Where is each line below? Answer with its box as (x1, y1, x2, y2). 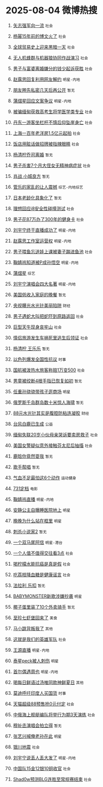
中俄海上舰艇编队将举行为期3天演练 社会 (13, 711, 95, 718)
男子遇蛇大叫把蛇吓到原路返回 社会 (13, 313, 84, 319)
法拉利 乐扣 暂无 (13, 582, 46, 588)
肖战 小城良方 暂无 (13, 173, 50, 179)
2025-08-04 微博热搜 (6, 5, 97, 16)
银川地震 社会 (13, 743, 40, 750)
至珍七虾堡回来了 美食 (13, 614, 57, 621)
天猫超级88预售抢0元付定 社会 (13, 700, 74, 707)
